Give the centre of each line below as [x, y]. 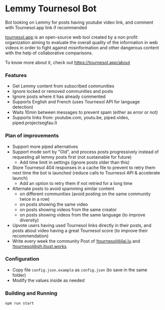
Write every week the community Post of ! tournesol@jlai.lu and [76, 241]
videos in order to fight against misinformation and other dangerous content [82, 47]
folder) [19, 275]
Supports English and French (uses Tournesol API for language [76, 102]
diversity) [29, 220]
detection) [23, 107]
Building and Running [31, 293]
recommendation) [30, 236]
